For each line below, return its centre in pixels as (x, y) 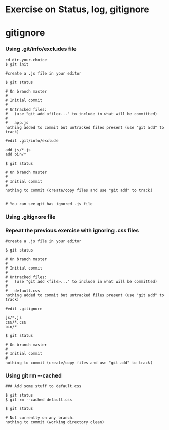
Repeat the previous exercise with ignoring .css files (72, 230)
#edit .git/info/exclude (32, 141)
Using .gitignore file (31, 217)
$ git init (17, 64)
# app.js (17, 123)
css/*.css (16, 322)
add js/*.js (18, 150)
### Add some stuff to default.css (43, 386)
